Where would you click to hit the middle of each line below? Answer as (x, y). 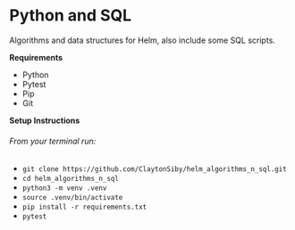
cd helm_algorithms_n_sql (70, 179)
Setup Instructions (45, 120)
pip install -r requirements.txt (84, 207)
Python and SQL (71, 16)
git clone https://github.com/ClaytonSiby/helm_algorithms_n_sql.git (155, 169)
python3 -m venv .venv (64, 188)
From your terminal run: (53, 141)
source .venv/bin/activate (72, 198)
